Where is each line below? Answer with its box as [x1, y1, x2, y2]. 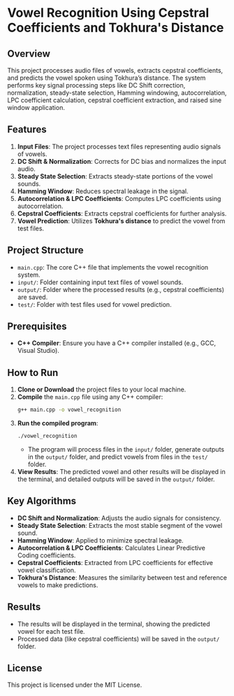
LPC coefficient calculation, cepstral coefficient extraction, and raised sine [7, 96, 222, 104]
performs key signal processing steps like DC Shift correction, [7, 81, 186, 89]
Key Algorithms [7, 495, 77, 507]
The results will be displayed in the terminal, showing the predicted [17, 620, 211, 628]
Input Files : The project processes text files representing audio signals [17, 142, 221, 151]
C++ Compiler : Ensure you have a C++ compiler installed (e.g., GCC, [17, 339, 217, 347]
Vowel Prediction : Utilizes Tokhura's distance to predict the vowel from [17, 216, 226, 225]
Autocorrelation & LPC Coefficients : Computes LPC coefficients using [17, 194, 221, 202]
